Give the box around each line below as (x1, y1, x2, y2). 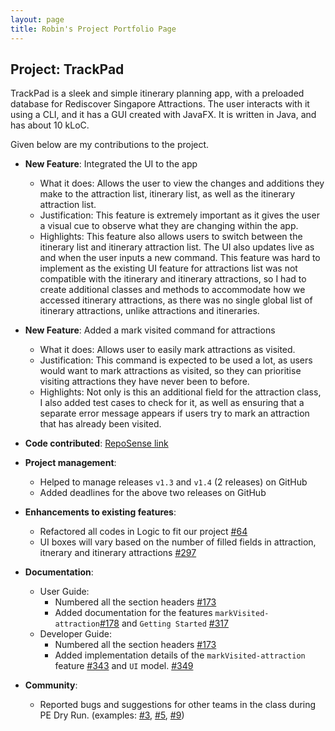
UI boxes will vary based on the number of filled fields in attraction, (39, 536, 317, 548)
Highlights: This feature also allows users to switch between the (39, 231, 303, 243)
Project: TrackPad (10, 61, 125, 78)
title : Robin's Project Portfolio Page (10, 24, 177, 34)
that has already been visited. (39, 418, 162, 430)
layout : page (10, 14, 65, 25)
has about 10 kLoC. (10, 119, 90, 131)
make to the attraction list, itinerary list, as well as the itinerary (39, 188, 296, 200)
